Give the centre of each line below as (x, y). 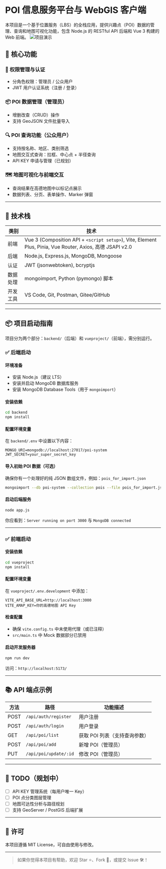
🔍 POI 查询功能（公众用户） (38, 135)
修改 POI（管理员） (101, 754)
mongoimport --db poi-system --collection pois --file (63, 487)
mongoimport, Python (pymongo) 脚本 (69, 279)
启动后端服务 (18, 499)
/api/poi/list (42, 735)
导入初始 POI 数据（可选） (32, 466)
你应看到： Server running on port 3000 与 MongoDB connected (68, 520)
